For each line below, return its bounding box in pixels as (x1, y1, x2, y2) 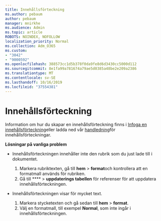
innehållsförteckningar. (5, 132, 51, 138)
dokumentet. (12, 156, 38, 162)
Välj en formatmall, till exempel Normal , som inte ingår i (19, 205, 131, 211)
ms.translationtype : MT (5, 71, 54, 76)
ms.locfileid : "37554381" (5, 84, 58, 89)
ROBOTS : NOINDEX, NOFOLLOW (5, 35, 60, 40)
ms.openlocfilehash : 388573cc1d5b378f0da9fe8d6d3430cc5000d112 (5, 62, 137, 66)
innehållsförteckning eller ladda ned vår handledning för (5, 127, 116, 133)
